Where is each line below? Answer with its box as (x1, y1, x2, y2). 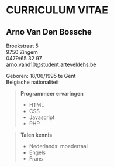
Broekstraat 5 (6, 42, 39, 49)
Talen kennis (20, 131, 53, 138)
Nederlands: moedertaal (29, 143, 88, 149)
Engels (29, 149, 46, 156)
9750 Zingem (6, 49, 38, 56)
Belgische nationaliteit (6, 79, 60, 86)
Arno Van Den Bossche (6, 27, 92, 37)
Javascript (29, 114, 55, 121)
